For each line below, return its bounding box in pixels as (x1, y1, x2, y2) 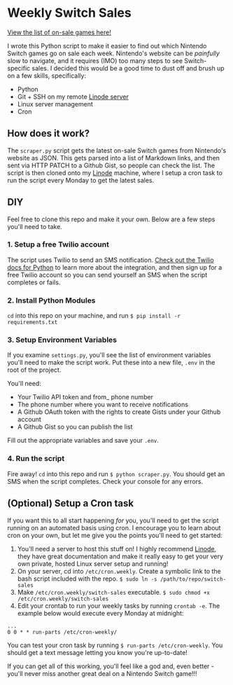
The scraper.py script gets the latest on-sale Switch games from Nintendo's (7, 146, 227, 155)
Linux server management (17, 99, 93, 108)
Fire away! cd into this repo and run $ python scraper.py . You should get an (7, 469, 225, 478)
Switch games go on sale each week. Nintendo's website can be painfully (7, 49, 220, 57)
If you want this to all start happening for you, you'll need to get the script (7, 516, 219, 525)
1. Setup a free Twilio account (7, 240, 110, 249)
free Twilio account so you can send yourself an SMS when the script (7, 270, 208, 279)
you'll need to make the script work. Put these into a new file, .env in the (7, 359, 216, 367)
